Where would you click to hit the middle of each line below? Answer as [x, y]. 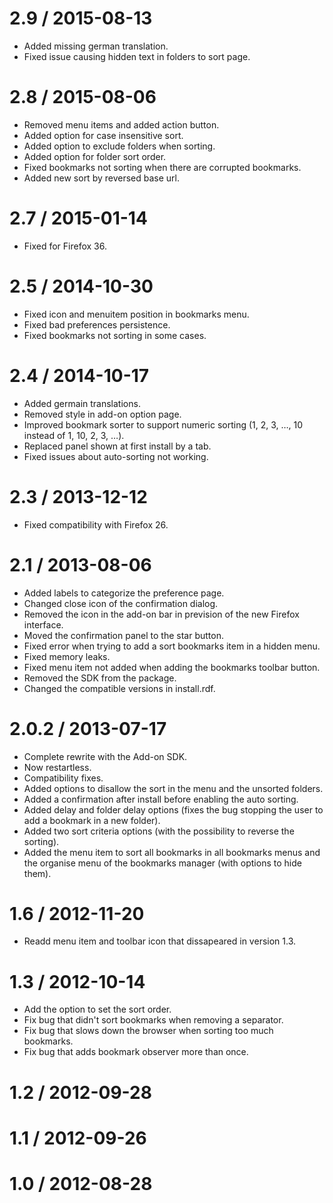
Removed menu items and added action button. [121, 124]
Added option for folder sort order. [95, 156]
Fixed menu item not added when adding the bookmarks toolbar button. [172, 667]
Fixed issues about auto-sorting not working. [116, 456]
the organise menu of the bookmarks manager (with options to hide [162, 863]
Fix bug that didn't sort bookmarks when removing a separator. [153, 1020]
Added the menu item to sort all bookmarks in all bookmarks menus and [172, 852]
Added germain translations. [82, 403]
